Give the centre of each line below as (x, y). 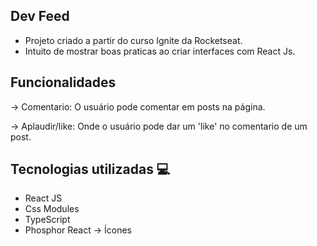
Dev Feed (40, 16)
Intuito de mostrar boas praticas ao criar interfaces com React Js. (160, 51)
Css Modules (52, 209)
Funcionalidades (63, 82)
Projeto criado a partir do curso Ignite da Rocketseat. (133, 40)
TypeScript (47, 220)
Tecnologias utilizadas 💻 (90, 169)
